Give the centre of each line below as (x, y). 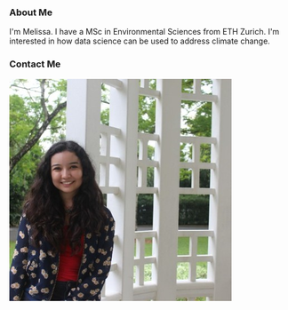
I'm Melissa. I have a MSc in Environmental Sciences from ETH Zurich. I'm (144, 32)
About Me (31, 12)
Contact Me (35, 64)
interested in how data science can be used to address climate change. (140, 41)
